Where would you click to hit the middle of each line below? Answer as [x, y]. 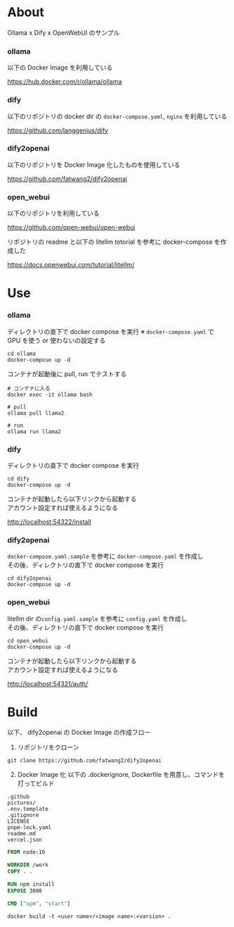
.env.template [28, 809]
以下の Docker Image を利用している [60, 68]
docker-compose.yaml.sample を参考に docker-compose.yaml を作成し [105, 556]
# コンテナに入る [29, 388]
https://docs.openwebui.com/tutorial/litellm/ [71, 265]
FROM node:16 [26, 852]
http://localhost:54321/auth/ [48, 683]
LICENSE [19, 821]
